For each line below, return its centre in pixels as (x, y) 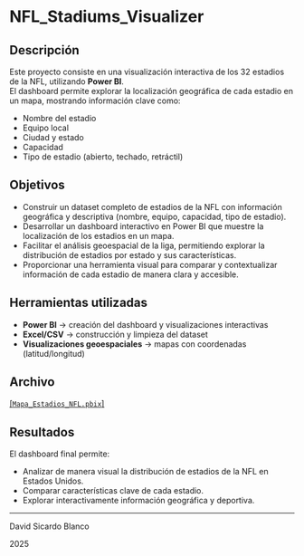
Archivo (32, 382)
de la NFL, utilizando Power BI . (67, 81)
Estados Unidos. (53, 481)
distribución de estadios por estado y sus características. (129, 254)
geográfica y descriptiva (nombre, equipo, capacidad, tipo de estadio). (154, 216)
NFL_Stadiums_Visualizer (107, 17)
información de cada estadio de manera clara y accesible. (131, 274)
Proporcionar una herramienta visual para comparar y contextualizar (150, 264)
